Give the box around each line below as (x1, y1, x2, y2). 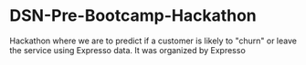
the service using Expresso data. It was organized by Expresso (9, 44, 247, 55)
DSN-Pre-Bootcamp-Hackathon (9, 5, 258, 26)
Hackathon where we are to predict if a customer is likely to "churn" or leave (9, 35, 297, 46)
